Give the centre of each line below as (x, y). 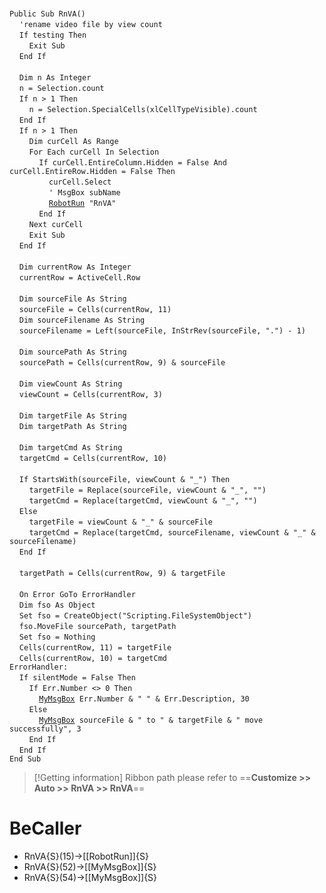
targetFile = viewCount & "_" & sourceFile (121, 522)
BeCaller (45, 828)
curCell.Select (80, 182)
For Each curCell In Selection (94, 152)
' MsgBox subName (84, 193)
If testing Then (52, 35)
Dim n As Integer (55, 78)
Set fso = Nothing (57, 637)
